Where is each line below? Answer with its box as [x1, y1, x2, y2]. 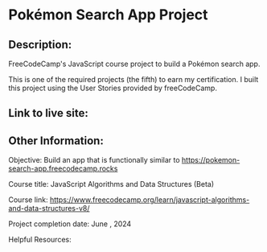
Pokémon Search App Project [8, 6, 208, 24]
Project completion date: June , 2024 [8, 219, 132, 229]
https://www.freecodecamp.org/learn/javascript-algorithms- [49, 195, 250, 204]
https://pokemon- [181, 155, 240, 165]
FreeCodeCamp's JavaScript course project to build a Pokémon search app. [8, 59, 261, 68]
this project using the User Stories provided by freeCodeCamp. [8, 83, 217, 93]
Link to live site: [8, 106, 88, 120]
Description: [8, 38, 72, 52]
